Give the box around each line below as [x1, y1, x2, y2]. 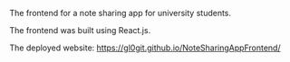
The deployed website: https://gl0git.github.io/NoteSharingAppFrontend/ [9, 42, 281, 53]
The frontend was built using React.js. [9, 25, 151, 35]
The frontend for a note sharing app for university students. [9, 8, 232, 18]
